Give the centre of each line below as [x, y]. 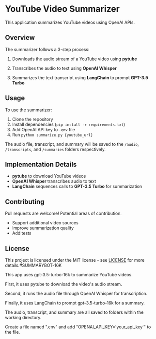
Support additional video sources [45, 223]
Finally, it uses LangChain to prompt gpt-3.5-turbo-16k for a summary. [75, 303]
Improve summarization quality [43, 228]
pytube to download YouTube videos [49, 176]
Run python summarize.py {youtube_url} [52, 135]
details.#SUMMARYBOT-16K [33, 265]
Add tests [22, 233]
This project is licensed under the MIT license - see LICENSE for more [75, 260]
